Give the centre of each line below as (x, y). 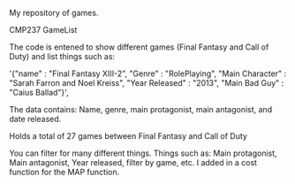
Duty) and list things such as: (62, 56)
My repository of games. (54, 13)
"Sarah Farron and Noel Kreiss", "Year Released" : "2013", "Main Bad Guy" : (147, 83)
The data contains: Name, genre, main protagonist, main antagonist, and (140, 109)
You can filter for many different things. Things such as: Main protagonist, (143, 153)
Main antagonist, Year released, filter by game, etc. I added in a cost (133, 162)
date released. (35, 119)
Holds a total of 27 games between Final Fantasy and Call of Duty (128, 136)
